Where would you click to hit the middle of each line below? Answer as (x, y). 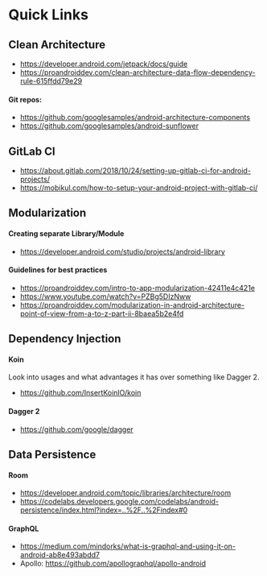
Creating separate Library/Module (66, 234)
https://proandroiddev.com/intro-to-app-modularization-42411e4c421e (138, 288)
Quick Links (48, 15)
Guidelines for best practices (58, 270)
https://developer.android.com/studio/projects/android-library (122, 251)
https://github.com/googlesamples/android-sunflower (109, 126)
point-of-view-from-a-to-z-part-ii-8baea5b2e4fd (102, 313)
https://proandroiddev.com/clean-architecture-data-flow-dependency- (138, 73)
